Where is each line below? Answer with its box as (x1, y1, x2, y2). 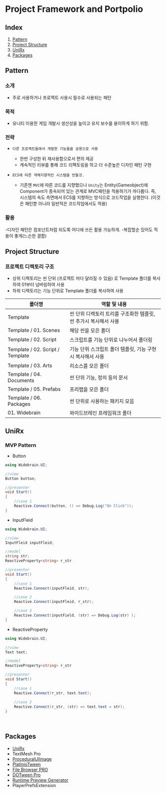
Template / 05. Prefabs (7, 386, 61, 393)
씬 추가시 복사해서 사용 (69, 318, 120, 325)
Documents (7, 377, 35, 384)
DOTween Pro (12, 772, 41, 778)
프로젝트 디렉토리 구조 (5, 263, 54, 270)
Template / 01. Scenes (7, 327, 60, 334)
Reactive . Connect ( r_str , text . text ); (14, 690, 92, 695)
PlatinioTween (12, 761, 41, 767)
